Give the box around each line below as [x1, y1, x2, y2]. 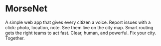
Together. [5, 35, 25, 41]
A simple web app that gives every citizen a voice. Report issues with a [5, 19, 151, 25]
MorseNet [5, 3, 48, 14]
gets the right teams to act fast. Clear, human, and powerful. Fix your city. [5, 30, 157, 36]
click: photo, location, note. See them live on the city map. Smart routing [5, 24, 154, 30]
